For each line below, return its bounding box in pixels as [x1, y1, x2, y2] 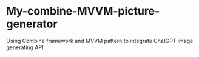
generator [6, 17, 58, 31]
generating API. [6, 44, 46, 51]
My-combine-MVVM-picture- [6, 4, 160, 18]
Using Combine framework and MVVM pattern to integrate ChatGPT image [6, 37, 194, 44]
